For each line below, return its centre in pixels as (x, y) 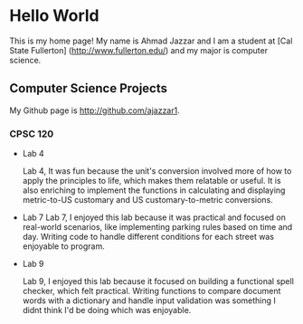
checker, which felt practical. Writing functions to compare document (151, 291)
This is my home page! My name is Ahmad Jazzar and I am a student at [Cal (151, 41)
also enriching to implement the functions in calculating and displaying (154, 190)
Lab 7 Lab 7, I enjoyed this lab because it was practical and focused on (154, 217)
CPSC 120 (32, 134)
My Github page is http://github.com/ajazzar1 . (95, 110)
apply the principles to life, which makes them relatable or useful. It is (152, 181)
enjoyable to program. (64, 246)
